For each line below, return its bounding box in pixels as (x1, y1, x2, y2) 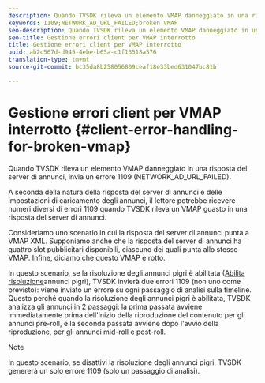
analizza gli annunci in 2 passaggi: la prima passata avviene (8, 302, 203, 311)
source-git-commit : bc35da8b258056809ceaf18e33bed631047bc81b (8, 63, 217, 71)
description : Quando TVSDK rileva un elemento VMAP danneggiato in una (8, 11, 248, 20)
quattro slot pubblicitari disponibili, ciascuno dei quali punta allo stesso (8, 244, 238, 253)
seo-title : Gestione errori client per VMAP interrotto (8, 33, 196, 42)
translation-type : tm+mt (8, 56, 90, 64)
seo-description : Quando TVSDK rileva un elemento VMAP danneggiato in (8, 26, 248, 34)
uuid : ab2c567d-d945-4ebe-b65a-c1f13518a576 (8, 48, 157, 56)
